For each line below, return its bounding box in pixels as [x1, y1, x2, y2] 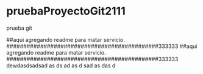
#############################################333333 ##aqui [6, 42, 198, 50]
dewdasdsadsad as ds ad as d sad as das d [6, 62, 116, 69]
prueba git [6, 24, 32, 32]
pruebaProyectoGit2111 [6, 4, 126, 18]
